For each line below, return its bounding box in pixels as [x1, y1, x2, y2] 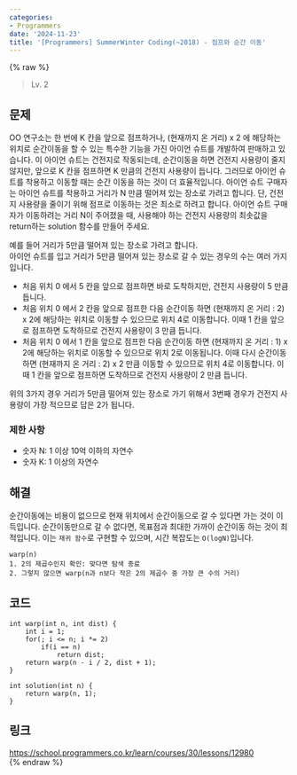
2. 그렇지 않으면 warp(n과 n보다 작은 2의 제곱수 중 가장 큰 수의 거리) [9, 569, 241, 578]
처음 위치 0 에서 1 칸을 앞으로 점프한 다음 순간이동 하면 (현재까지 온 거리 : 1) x [21, 336, 288, 347]
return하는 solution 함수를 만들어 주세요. [9, 221, 151, 231]
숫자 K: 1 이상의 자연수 [21, 457, 99, 467]
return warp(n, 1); [25, 689, 98, 698]
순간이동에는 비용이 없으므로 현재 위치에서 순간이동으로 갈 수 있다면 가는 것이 [9, 511, 275, 521]
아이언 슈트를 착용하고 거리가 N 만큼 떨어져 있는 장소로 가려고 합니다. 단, [18, 188, 268, 199]
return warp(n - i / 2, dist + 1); [25, 658, 157, 667]
